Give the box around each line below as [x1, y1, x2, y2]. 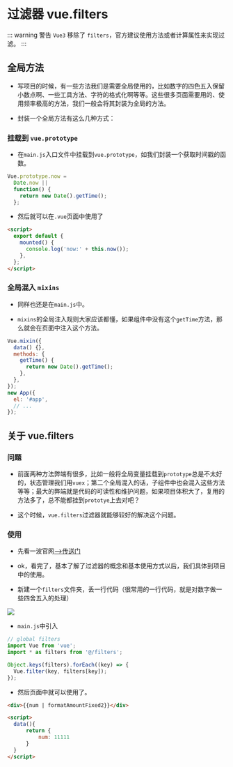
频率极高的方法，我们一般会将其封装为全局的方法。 [23, 99, 170, 107]
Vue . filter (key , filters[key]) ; [13, 667, 108, 675]
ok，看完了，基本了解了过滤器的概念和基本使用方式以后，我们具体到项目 [17, 562, 226, 570]
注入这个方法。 [60, 324, 103, 332]
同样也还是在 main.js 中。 [17, 300, 88, 308]
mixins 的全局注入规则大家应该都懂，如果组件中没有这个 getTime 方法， [17, 314, 217, 323]
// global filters [7, 636, 61, 643]
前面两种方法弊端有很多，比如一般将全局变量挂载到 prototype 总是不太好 [17, 470, 223, 478]
